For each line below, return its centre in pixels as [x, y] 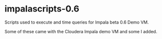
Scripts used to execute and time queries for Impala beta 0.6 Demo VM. [77, 22]
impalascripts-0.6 [42, 9]
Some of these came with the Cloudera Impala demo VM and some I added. [81, 31]
